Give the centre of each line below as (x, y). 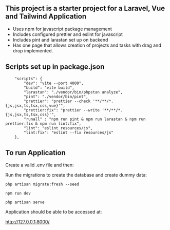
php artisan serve (25, 202)
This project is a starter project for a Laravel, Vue (85, 8)
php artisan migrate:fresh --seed (42, 184)
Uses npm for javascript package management (62, 29)
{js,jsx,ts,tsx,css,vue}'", (35, 106)
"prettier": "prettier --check (57, 101)
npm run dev (18, 194)
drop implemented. (33, 50)
